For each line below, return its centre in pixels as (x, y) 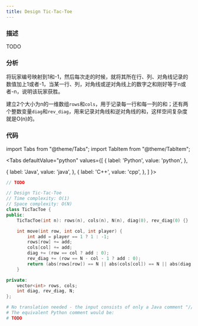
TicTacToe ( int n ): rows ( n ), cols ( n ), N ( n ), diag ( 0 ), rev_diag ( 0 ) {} (103, 220)
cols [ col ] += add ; (50, 248)
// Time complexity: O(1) (38, 199)
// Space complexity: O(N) (39, 204)
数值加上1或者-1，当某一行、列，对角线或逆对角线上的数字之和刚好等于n (94, 84)
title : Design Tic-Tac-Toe (39, 11)
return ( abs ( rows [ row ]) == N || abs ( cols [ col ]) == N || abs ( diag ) (110, 264)
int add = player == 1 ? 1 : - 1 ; (68, 236)
